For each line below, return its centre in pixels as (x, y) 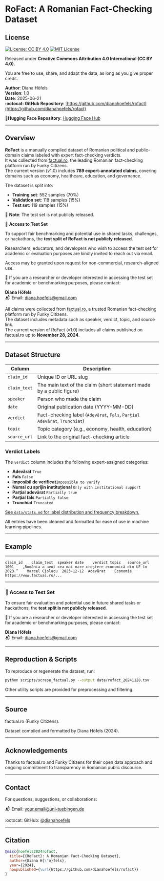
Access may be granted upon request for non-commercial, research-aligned (82, 263)
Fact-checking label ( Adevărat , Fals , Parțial (89, 415)
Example (19, 547)
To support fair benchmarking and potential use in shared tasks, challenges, (82, 234)
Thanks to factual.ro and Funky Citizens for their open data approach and (79, 762)
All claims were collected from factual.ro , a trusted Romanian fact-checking (81, 309)
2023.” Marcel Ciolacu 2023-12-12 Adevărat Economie (69, 571)
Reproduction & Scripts (41, 659)
